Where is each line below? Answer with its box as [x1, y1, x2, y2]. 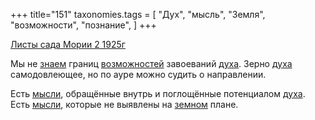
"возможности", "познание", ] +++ [10, 19, 157, 31]
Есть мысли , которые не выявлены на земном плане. [10, 99, 239, 110]
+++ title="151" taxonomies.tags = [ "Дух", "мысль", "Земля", [10, 9, 266, 20]
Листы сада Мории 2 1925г [10, 39, 126, 50]
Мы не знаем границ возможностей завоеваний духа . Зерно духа [10, 58, 293, 69]
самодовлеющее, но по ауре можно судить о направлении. [10, 69, 267, 80]
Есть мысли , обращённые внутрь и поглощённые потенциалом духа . [10, 88, 306, 99]
